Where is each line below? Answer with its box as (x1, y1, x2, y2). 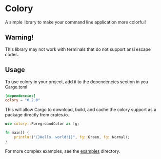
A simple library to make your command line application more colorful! (5, 19, 146, 25)
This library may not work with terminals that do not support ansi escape (5, 46, 151, 52)
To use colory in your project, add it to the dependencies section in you (5, 79, 148, 85)
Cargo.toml (5, 84, 28, 90)
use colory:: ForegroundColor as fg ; (5, 121, 80, 126)
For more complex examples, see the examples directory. (5, 148, 121, 154)
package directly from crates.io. (5, 112, 69, 118)
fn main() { (5, 130, 29, 135)
